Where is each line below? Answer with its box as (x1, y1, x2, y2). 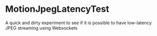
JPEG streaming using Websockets (5, 25, 78, 31)
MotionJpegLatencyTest (5, 3, 109, 15)
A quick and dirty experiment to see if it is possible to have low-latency (5, 20, 152, 26)
